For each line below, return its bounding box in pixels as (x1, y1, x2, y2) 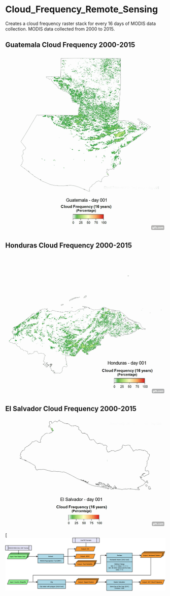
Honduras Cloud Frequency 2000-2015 (5, 241, 132, 250)
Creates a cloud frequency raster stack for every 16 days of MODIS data (5, 20, 156, 26)
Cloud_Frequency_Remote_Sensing (5, 4, 158, 15)
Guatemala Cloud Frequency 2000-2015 (5, 41, 135, 49)
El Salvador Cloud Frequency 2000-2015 (5, 404, 137, 413)
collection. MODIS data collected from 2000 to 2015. (5, 25, 115, 32)
